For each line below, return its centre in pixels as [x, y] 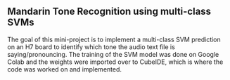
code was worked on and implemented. [64, 69]
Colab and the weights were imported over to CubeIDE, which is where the [115, 62]
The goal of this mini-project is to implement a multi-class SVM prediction [114, 39]
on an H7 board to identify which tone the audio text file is [91, 47]
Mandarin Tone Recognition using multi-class [109, 12]
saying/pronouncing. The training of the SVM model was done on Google [113, 54]
